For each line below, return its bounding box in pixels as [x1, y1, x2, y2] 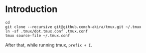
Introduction [5, 3, 58, 15]
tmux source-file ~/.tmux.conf [5, 33, 70, 38]
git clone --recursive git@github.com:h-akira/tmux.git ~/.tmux [5, 24, 142, 29]
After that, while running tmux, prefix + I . [5, 41, 92, 48]
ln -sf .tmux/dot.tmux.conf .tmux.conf [5, 28, 88, 33]
